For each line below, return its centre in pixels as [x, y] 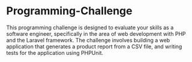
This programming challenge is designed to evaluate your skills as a [90, 27]
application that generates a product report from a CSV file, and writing [94, 46]
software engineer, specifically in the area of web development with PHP [96, 33]
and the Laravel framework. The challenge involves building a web [88, 40]
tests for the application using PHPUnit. [55, 52]
